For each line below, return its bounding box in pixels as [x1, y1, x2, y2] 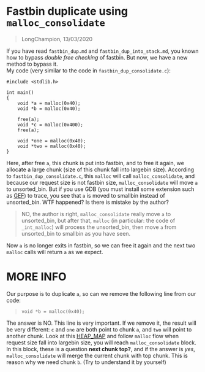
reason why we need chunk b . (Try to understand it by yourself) [6, 358, 166, 366]
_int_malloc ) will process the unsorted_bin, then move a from [21, 223, 177, 231]
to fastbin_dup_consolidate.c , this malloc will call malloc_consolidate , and [6, 172, 195, 179]
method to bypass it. [6, 60, 58, 68]
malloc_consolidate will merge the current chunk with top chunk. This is [6, 352, 188, 359]
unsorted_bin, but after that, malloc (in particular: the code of [21, 217, 176, 224]
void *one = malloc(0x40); [17, 138, 86, 144]
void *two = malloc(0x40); [17, 143, 86, 149]
